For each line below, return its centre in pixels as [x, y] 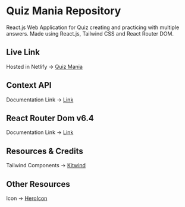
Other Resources [38, 184]
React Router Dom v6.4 [50, 118]
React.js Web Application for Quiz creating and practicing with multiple [93, 27]
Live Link [23, 52]
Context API [29, 85]
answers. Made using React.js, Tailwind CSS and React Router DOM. [90, 33]
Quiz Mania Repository [64, 11]
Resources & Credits [45, 151]
